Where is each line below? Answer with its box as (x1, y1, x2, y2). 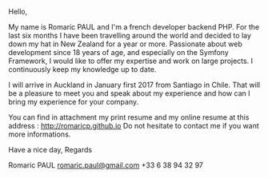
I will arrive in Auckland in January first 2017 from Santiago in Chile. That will (8, 80, 261, 89)
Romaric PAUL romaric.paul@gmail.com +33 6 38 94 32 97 (8, 160, 204, 170)
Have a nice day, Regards (8, 145, 93, 154)
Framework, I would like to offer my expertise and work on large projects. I (8, 56, 254, 65)
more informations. (8, 129, 71, 139)
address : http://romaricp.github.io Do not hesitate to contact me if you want (8, 121, 260, 130)
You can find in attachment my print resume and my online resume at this (8, 113, 250, 122)
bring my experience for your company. (8, 97, 139, 106)
